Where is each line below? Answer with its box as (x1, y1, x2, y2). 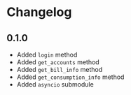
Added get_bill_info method (16, 66, 103, 73)
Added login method (16, 50, 78, 59)
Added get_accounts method (16, 58, 99, 66)
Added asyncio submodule (16, 80, 94, 88)
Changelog (6, 4, 72, 20)
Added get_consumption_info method (16, 73, 125, 81)
